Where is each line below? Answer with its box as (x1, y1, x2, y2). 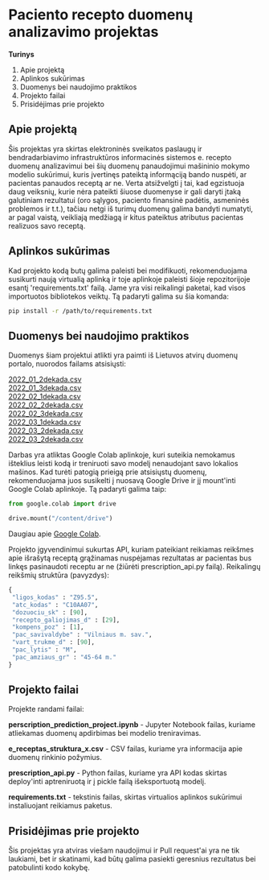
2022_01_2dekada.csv (8, 374, 82, 384)
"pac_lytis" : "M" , (11, 646, 78, 654)
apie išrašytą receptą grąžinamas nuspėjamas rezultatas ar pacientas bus (8, 553, 252, 563)
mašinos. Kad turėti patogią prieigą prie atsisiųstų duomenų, (8, 467, 207, 477)
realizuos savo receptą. (8, 221, 86, 230)
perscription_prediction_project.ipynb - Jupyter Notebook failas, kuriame (8, 720, 255, 729)
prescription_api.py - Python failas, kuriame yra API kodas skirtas (8, 768, 227, 778)
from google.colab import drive (8, 500, 116, 508)
